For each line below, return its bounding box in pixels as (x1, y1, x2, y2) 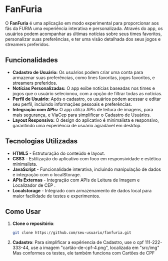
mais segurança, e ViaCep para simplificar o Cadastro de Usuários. (12, 112, 151, 118)
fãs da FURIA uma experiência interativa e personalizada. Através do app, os (5, 25, 163, 31)
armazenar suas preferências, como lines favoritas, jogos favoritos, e (12, 74, 155, 81)
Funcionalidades (5, 56, 58, 65)
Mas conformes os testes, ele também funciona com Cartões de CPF (12, 250, 155, 256)
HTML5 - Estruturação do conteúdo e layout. (12, 150, 105, 156)
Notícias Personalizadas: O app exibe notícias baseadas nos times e (12, 85, 155, 91)
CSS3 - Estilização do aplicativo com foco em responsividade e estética (12, 155, 161, 161)
